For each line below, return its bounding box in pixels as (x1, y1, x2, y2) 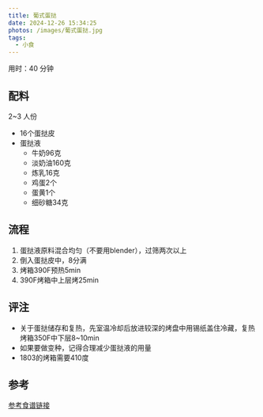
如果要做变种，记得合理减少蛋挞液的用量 (19, 343, 152, 352)
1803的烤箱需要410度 (19, 353, 89, 362)
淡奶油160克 (31, 157, 71, 167)
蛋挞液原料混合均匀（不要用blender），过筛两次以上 (19, 245, 187, 255)
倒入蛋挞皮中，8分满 (19, 255, 87, 265)
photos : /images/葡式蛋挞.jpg (8, 26, 103, 34)
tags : (8, 33, 26, 42)
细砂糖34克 (31, 197, 69, 207)
